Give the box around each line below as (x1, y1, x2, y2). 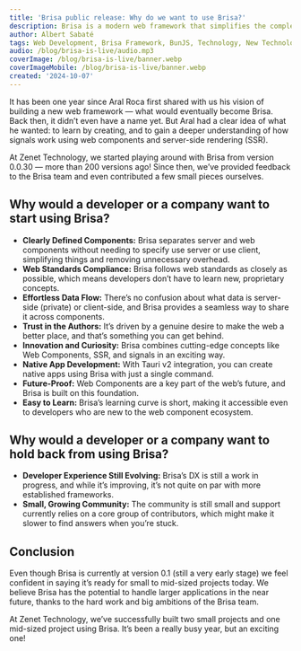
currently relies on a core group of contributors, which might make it (21, 508, 275, 519)
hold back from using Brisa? (9, 446, 169, 462)
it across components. (21, 311, 105, 321)
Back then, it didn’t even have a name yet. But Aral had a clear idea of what (9, 115, 287, 126)
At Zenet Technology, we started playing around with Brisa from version (9, 152, 275, 163)
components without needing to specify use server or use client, (21, 244, 262, 255)
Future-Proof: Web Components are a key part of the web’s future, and (21, 378, 286, 389)
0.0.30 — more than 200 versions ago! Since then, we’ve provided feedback (9, 161, 291, 172)
